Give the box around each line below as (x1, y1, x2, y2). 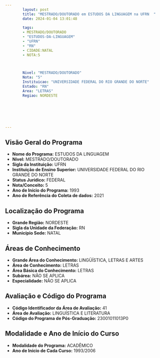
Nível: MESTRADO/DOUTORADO (12, 157, 79, 162)
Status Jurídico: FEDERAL (12, 177, 66, 183)
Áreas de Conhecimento (5, 244, 80, 253)
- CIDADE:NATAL (22, 48, 54, 53)
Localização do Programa (5, 207, 84, 215)
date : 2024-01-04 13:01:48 (22, 16, 78, 21)
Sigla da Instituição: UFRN (12, 161, 67, 167)
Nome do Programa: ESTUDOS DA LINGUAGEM (12, 151, 109, 157)
